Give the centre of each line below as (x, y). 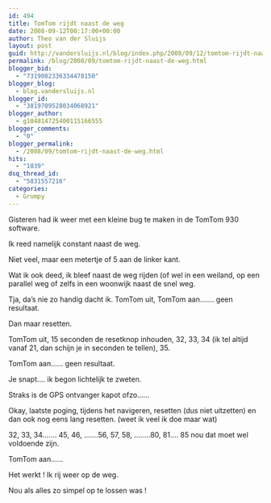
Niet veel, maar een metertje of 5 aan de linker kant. (94, 259)
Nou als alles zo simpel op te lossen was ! (77, 490)
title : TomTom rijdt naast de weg (67, 23)
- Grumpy (30, 196)
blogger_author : (35, 114)
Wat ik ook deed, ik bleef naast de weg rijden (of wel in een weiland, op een (134, 275)
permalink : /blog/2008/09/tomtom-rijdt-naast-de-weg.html (108, 61)
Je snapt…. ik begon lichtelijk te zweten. (75, 379)
